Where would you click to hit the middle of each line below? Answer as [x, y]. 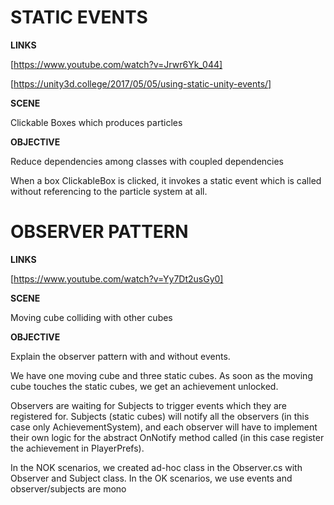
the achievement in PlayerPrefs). [77, 448]
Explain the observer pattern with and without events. [120, 356]
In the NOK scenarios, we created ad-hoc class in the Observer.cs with [156, 467]
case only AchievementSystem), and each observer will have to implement [164, 427]
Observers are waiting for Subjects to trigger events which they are [149, 405]
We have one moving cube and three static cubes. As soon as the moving [161, 375]
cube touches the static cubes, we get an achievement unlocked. [144, 386]
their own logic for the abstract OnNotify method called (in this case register [167, 437]
